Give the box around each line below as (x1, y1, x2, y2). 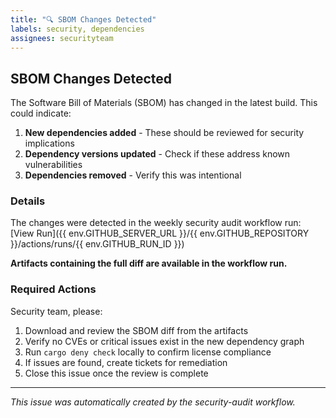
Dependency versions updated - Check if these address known (24, 148, 291, 160)
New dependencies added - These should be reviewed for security (24, 127, 305, 139)
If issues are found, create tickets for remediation (24, 356, 228, 368)
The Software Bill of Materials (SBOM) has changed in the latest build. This (10, 97, 318, 109)
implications (24, 137, 75, 150)
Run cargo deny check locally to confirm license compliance (24, 346, 272, 358)
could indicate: (10, 107, 72, 120)
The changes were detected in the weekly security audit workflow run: (10, 217, 302, 229)
